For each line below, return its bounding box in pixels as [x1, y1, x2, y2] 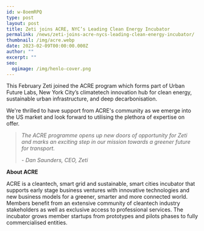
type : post [6, 15, 34, 21]
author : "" [6, 49, 34, 55]
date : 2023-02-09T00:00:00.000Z [6, 43, 88, 49]
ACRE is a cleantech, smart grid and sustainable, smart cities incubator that [6, 180, 195, 188]
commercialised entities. [6, 219, 68, 226]
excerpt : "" [6, 54, 37, 60]
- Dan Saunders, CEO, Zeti [21, 157, 88, 164]
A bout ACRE [6, 168, 38, 176]
